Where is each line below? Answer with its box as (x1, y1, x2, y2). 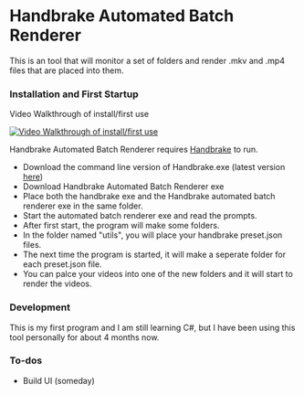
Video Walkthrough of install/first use (9, 109, 149, 120)
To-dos (9, 354, 43, 367)
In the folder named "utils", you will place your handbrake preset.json (22, 230, 283, 240)
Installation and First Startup (9, 88, 139, 101)
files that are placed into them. (9, 65, 124, 76)
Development (9, 301, 71, 314)
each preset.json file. (22, 259, 102, 270)
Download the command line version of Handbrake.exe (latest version (22, 162, 286, 173)
